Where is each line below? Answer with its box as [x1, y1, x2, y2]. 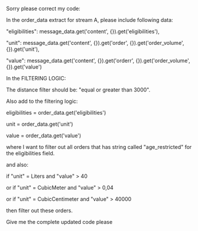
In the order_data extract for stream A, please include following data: [6, 17, 173, 23]
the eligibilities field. [6, 150, 55, 157]
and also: [6, 161, 28, 168]
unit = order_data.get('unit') [6, 121, 73, 128]
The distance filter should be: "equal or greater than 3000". [6, 86, 151, 93]
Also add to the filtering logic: [6, 97, 78, 105]
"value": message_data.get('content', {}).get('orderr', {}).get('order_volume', [6, 57, 190, 64]
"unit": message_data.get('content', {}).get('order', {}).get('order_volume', [6, 40, 184, 46]
